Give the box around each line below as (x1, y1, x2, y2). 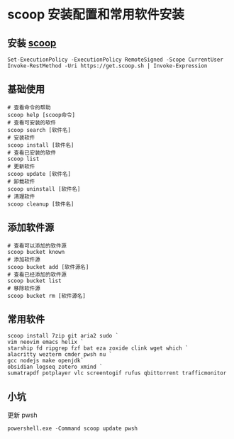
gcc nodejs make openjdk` (7, 357, 84, 365)
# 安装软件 (7, 134, 35, 141)
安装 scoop (7, 37, 57, 49)
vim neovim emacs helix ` (7, 338, 84, 346)
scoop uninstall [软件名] (7, 185, 81, 192)
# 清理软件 (7, 193, 35, 200)
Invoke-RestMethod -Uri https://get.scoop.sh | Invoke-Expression (7, 62, 208, 70)
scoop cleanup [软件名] (7, 200, 74, 208)
